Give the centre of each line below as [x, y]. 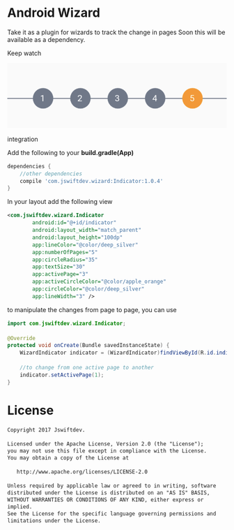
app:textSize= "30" [59, 267]
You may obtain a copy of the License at [68, 458]
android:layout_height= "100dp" [78, 237]
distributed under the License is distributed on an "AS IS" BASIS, [109, 493]
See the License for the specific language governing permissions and [112, 514]
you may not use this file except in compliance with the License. [107, 451]
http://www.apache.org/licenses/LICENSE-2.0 [82, 472]
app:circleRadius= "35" [65, 260]
